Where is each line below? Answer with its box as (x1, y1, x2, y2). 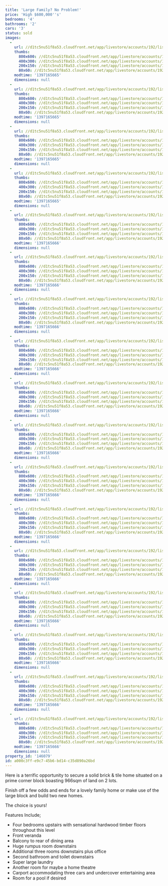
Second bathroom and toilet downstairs (12, 853, 94, 859)
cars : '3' (5, 26, 26, 31)
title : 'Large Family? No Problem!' (5, 7, 81, 13)
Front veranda (12, 832, 41, 838)
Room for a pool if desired (12, 875, 66, 881)
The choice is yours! (5, 802, 47, 808)
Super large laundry (12, 859, 53, 865)
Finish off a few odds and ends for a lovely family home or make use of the (5, 787, 159, 793)
